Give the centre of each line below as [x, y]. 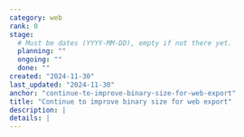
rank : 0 [24, 26]
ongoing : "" [40, 59]
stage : [22, 34]
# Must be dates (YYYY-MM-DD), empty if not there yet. [125, 43]
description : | [38, 110]
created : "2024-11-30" [52, 77]
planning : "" [42, 51]
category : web [36, 18]
